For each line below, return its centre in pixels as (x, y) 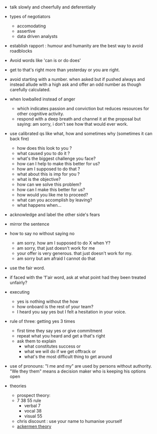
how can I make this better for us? (51, 189)
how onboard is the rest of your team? (55, 306)
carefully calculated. (30, 89)
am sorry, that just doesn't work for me (56, 248)
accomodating (31, 26)
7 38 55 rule (29, 400)
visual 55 (33, 416)
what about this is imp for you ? (48, 174)
